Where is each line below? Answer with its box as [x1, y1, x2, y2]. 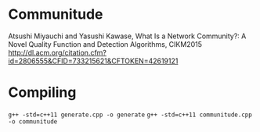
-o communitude [8, 117, 58, 126]
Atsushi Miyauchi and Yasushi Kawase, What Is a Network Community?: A [8, 31, 247, 41]
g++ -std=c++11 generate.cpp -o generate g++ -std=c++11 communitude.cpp [8, 111, 252, 119]
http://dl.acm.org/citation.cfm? [8, 48, 107, 57]
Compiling [8, 84, 77, 102]
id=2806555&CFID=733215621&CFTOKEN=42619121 [8, 56, 179, 66]
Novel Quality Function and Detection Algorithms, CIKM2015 [8, 39, 202, 48]
